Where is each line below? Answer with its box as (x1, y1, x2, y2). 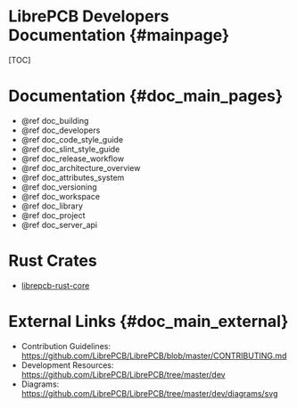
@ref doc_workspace (21, 191, 100, 201)
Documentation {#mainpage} (8, 25, 230, 45)
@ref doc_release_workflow (21, 153, 125, 164)
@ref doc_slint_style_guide (21, 143, 120, 154)
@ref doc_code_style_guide (21, 134, 124, 144)
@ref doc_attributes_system (21, 172, 125, 183)
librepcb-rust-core (21, 280, 90, 290)
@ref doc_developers (21, 125, 101, 135)
